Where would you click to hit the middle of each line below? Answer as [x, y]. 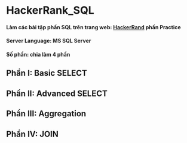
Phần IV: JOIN [32, 134]
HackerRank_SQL [50, 10]
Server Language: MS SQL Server [49, 41]
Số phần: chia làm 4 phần [38, 54]
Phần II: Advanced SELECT [57, 93]
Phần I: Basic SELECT [47, 73]
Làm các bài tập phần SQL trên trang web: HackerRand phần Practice [93, 27]
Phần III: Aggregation [46, 114]
